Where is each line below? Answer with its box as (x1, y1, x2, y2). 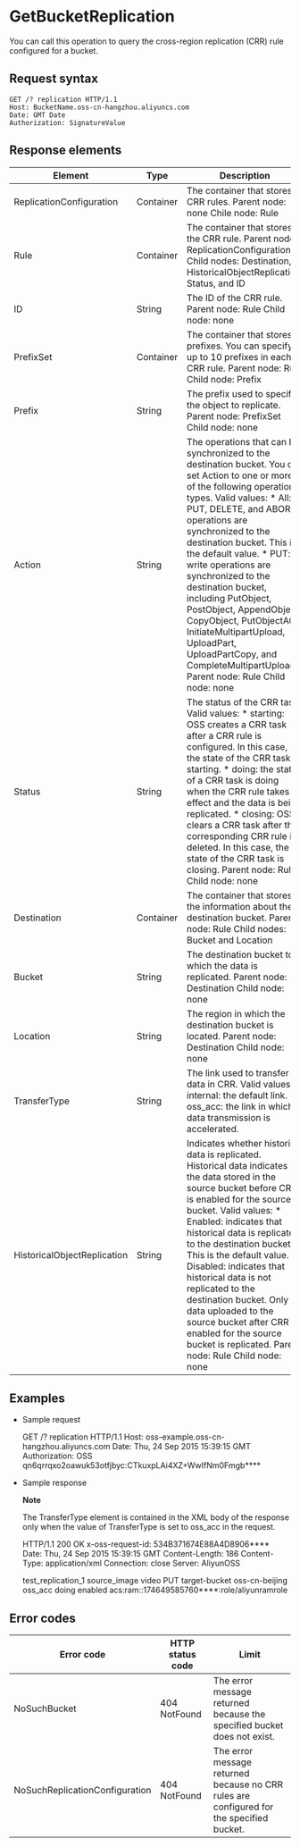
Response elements (9, 143, 122, 158)
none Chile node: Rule (186, 206, 279, 219)
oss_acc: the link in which (186, 1100, 294, 1112)
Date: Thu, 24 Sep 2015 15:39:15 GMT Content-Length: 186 (21, 1549, 239, 1559)
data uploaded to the (186, 1305, 274, 1317)
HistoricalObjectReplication (13, 1248, 129, 1261)
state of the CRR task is (186, 852, 285, 864)
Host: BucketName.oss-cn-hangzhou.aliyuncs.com (9, 103, 190, 112)
